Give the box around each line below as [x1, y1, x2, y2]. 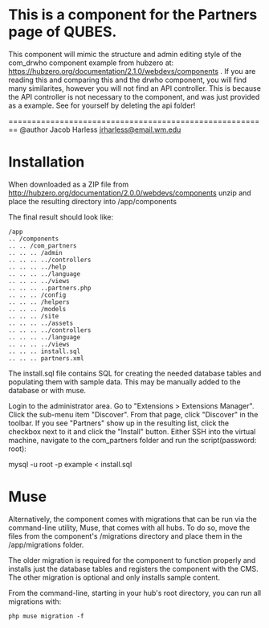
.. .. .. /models [8, 305, 67, 313]
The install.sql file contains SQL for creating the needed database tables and [8, 368, 262, 378]
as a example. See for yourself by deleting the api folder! [8, 101, 196, 110]
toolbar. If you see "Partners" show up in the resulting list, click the [8, 418, 230, 428]
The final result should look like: [8, 211, 114, 222]
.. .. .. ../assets [8, 319, 74, 327]
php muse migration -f [8, 612, 84, 620]
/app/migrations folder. [8, 540, 84, 549]
